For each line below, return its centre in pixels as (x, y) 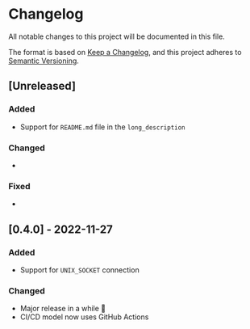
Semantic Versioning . (44, 61)
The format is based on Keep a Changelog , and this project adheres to (125, 52)
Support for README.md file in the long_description (102, 127)
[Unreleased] (42, 86)
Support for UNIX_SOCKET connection (79, 270)
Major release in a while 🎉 (63, 309)
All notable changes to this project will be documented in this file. (117, 36)
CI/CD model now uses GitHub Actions (84, 317)
